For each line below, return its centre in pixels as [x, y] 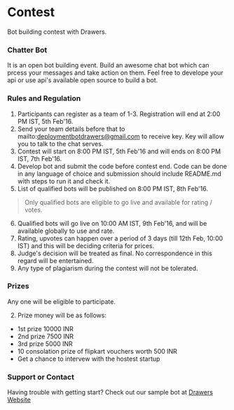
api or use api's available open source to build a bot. [83, 80]
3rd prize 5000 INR [45, 344]
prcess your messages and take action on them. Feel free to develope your [115, 73]
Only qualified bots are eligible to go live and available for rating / [118, 202]
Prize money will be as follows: [62, 315]
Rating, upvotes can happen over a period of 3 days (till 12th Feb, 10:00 [120, 238]
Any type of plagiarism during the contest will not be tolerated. [108, 268]
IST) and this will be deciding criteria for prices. [86, 245]
